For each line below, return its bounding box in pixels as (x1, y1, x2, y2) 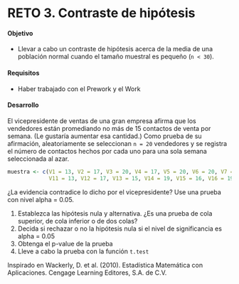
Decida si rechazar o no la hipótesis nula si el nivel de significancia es (17, 224, 223, 233)
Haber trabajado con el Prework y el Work (17, 84, 141, 93)
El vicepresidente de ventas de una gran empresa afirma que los (7, 116, 197, 125)
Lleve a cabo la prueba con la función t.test (17, 247, 149, 256)
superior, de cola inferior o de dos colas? (17, 216, 138, 225)
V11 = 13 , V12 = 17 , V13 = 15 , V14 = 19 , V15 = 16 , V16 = (48, 174, 224, 182)
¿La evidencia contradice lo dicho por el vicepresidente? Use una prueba (7, 187, 222, 196)
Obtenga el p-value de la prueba (17, 239, 113, 248)
